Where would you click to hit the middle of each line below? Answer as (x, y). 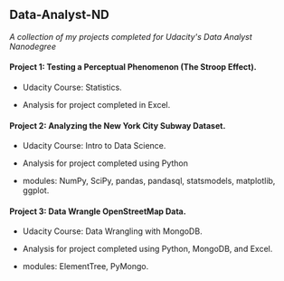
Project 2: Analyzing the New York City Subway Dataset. (118, 125)
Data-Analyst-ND (60, 15)
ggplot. (36, 190)
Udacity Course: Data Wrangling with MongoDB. (112, 231)
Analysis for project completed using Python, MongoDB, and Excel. (147, 249)
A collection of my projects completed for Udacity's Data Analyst (131, 36)
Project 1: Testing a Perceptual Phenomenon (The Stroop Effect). (133, 67)
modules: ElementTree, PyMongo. (85, 266)
